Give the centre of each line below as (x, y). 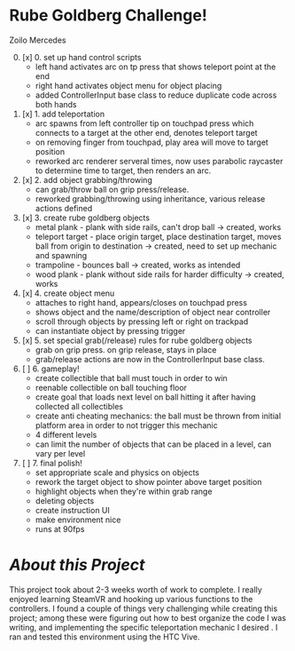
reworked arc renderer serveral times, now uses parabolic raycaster (159, 161)
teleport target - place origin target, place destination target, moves (158, 236)
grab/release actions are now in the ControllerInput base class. (150, 359)
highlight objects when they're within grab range (124, 491)
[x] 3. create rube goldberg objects (86, 218)
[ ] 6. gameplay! (50, 369)
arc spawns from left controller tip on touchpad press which (144, 123)
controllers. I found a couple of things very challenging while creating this (144, 608)
